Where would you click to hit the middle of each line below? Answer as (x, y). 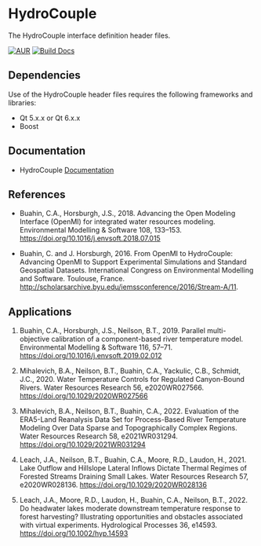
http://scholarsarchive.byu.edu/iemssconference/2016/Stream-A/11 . (129, 287)
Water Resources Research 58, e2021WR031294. (99, 436)
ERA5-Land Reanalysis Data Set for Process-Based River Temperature (133, 420)
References (37, 194)
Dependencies (44, 75)
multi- (217, 331)
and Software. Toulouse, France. (72, 279)
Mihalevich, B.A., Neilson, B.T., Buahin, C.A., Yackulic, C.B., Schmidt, (130, 371)
